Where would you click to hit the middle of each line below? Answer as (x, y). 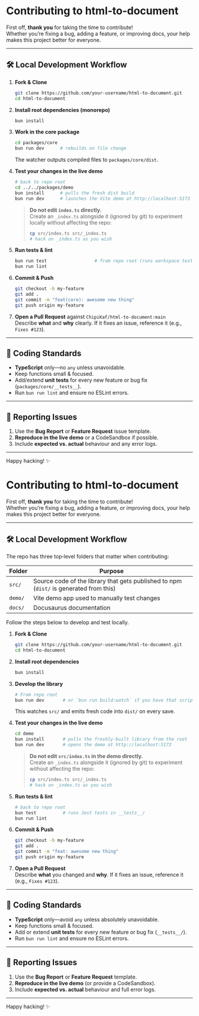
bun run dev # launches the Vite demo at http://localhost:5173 (102, 199)
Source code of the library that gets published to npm (108, 581)
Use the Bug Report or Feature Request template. (76, 977)
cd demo (24, 734)
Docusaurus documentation (72, 608)
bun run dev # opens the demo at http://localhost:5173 (93, 745)
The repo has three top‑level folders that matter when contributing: (88, 556)
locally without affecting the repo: (70, 222)
